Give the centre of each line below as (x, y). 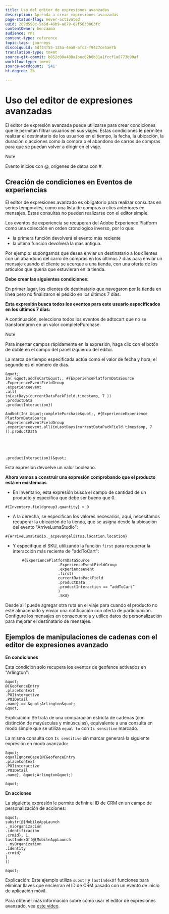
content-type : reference (31, 38)
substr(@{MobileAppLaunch (32, 822)
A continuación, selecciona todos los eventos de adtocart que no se (76, 319)
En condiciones (22, 657)
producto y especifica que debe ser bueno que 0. (64, 497)
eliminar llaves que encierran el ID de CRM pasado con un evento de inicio (82, 885)
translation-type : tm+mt (31, 52)
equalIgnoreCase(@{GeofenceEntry (40, 757)
